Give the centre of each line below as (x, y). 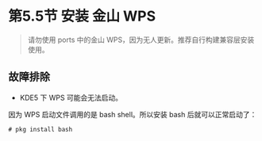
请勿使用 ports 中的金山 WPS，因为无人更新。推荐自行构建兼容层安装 (141, 40)
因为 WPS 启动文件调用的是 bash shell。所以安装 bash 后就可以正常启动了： (133, 114)
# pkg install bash (40, 129)
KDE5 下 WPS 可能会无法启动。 (71, 97)
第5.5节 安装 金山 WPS (82, 16)
